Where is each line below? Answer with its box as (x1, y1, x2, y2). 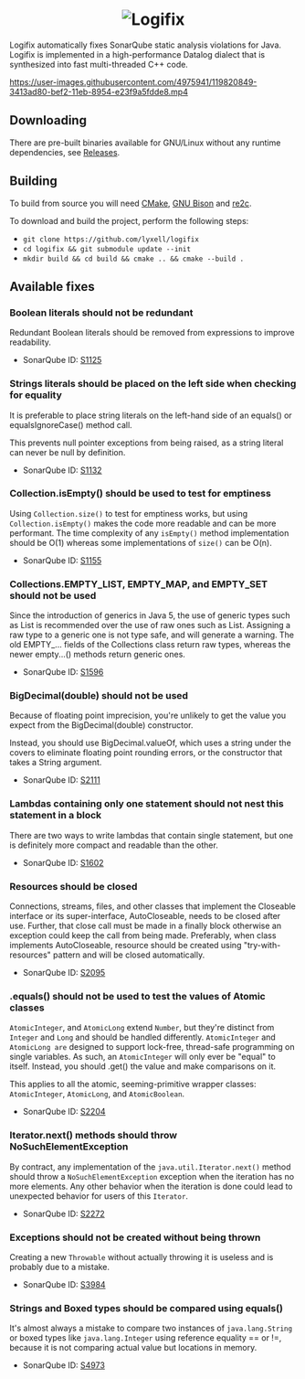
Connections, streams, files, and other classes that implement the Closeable (9, 901, 297, 912)
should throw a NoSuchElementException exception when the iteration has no (9, 1171, 295, 1181)
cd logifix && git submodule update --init (22, 244, 192, 253)
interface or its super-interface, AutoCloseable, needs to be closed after (9, 911, 281, 922)
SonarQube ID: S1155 (22, 554, 102, 566)
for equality (9, 389, 62, 401)
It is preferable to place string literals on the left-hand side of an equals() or (9, 410, 292, 421)
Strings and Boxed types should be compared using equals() (9, 1301, 283, 1314)
